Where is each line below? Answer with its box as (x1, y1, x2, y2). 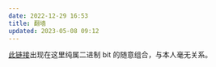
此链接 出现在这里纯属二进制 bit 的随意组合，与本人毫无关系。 (8, 50, 213, 60)
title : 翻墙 (8, 19, 46, 27)
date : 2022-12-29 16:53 (8, 11, 89, 20)
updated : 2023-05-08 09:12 (8, 27, 100, 35)
